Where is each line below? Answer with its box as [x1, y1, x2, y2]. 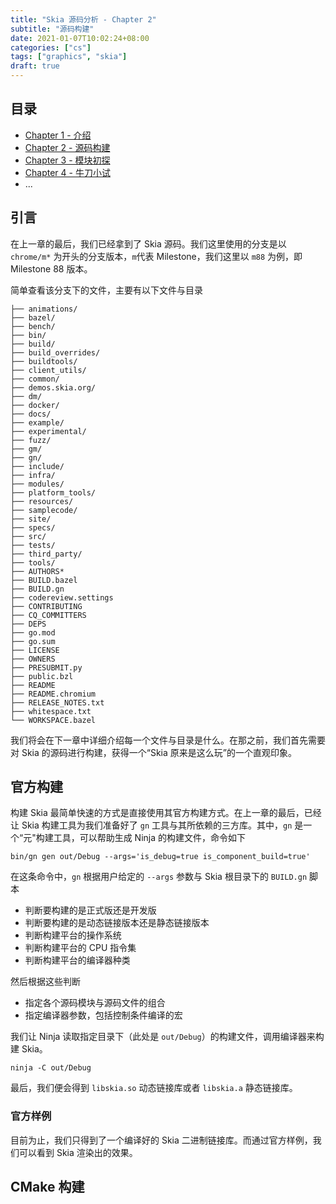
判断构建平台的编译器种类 [24, 954, 131, 966]
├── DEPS [10, 619, 47, 629]
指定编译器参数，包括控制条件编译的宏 [24, 1009, 183, 1021]
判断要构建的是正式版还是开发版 [24, 904, 157, 916]
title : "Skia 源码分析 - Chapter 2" [10, 14, 157, 25]
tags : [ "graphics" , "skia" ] [10, 52, 128, 62]
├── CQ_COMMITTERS [10, 610, 87, 620]
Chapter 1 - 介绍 [24, 129, 92, 141]
